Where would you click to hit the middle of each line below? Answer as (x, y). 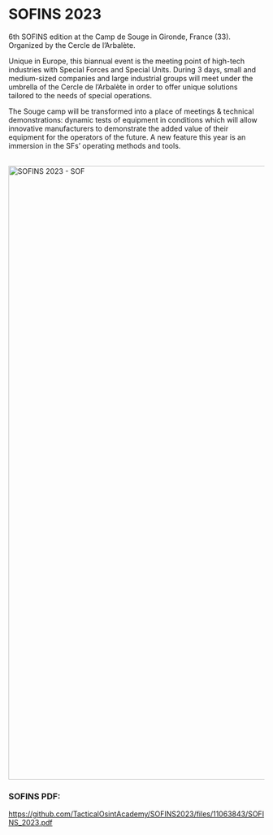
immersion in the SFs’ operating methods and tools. (95, 145)
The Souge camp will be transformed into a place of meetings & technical (131, 111)
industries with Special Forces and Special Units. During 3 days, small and (132, 69)
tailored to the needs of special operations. (80, 95)
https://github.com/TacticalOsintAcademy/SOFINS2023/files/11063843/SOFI (136, 814)
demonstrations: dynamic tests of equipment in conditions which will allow (133, 119)
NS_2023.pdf (30, 823)
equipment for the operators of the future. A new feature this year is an (127, 137)
